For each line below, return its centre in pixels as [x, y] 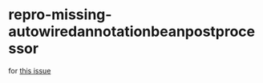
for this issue [30, 70]
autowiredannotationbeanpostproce [132, 32]
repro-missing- [60, 15]
